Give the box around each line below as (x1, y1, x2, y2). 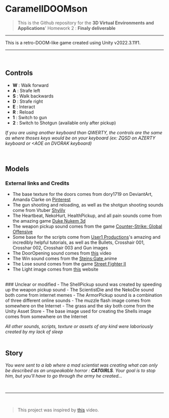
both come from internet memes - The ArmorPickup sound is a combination (5, 292, 162, 298)
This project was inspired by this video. (17, 407, 99, 413)
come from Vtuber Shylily (12, 207, 65, 214)
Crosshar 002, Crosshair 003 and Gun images (12, 245, 108, 251)
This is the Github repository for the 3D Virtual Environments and (17, 20, 154, 26)
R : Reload (12, 109, 34, 115)
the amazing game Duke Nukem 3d (12, 218, 86, 224)
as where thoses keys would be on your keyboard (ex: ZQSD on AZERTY (5, 135, 156, 141)
